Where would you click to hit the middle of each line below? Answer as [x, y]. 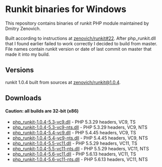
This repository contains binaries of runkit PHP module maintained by [77, 23]
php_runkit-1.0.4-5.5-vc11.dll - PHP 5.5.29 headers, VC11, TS [75, 143]
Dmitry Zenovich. [23, 28]
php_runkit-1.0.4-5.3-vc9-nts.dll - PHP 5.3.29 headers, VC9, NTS [80, 127]
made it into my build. [28, 54]
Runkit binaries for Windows [66, 9]
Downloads [23, 98]
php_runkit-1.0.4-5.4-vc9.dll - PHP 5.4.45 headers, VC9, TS [74, 133]
